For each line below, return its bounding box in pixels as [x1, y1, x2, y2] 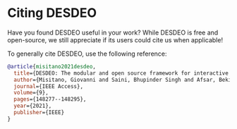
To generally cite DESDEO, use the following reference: [7, 49, 167, 58]
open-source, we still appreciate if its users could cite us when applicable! [7, 35, 224, 44]
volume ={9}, [13, 90, 49, 97]
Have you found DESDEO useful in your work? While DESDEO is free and [7, 28, 219, 37]
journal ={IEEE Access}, [13, 82, 83, 90]
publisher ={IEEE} [13, 109, 65, 116]
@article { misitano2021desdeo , [7, 63, 97, 70]
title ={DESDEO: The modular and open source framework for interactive [13, 69, 229, 77]
